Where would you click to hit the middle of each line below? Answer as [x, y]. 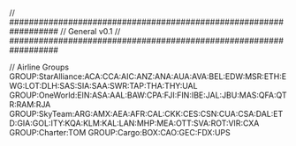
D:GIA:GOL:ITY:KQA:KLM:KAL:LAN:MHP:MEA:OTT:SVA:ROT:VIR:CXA [134, 123]
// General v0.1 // [91, 31]
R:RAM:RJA [30, 104]
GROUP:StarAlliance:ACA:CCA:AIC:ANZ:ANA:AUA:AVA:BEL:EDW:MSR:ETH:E [148, 77]
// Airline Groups [39, 67]
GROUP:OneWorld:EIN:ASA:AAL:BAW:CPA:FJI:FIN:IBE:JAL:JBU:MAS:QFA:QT [148, 95]
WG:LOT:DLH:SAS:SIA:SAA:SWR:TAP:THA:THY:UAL [103, 86]
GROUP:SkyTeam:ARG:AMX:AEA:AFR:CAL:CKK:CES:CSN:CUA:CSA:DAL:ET [146, 114]
